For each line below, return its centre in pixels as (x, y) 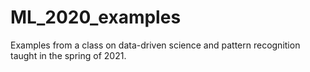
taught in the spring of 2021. (68, 55)
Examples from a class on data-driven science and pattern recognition (155, 45)
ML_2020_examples (96, 17)
